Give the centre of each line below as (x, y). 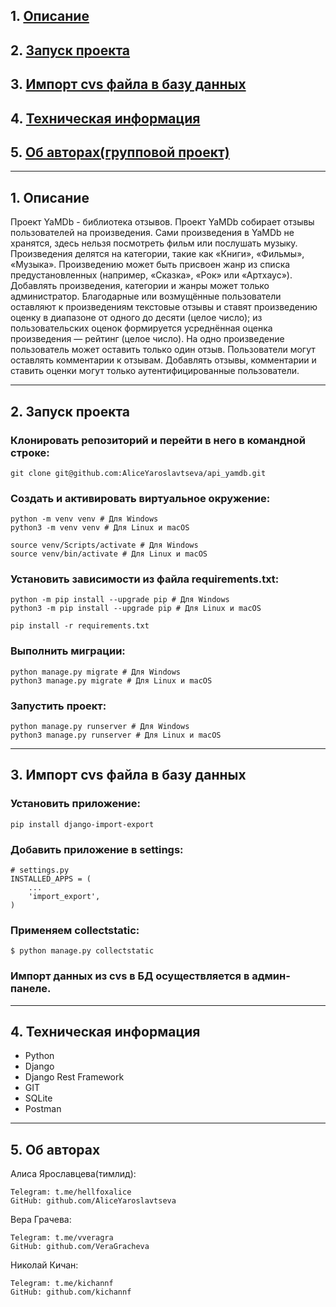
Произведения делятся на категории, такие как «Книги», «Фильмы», (157, 254)
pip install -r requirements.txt (80, 626)
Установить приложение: (75, 804)
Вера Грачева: (41, 1220)
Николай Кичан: (44, 1265)
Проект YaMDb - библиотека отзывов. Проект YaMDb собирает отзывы (162, 222)
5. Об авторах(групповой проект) (120, 152)
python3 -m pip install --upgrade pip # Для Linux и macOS (136, 609)
